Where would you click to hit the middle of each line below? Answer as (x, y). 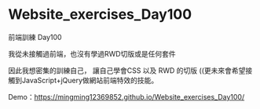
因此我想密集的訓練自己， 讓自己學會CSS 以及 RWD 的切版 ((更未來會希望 (127, 70)
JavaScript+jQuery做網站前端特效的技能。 (90, 80)
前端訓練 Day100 (35, 37)
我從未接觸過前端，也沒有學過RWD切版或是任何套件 (92, 53)
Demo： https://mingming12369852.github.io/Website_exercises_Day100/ (126, 96)
